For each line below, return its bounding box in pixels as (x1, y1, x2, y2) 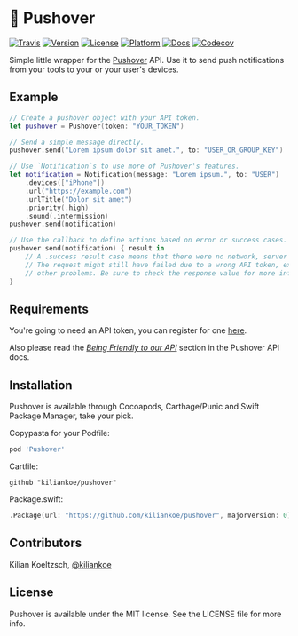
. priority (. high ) (25, 203, 90, 212)
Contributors (9, 536, 82, 551)
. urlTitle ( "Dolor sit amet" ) (25, 195, 133, 203)
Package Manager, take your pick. (9, 410, 134, 421)
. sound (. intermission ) (25, 211, 109, 220)
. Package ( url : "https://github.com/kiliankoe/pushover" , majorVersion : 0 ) (9, 511, 292, 520)
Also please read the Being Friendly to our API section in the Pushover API (9, 342, 280, 354)
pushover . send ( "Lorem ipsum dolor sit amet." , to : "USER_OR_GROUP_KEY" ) (9, 146, 284, 155)
